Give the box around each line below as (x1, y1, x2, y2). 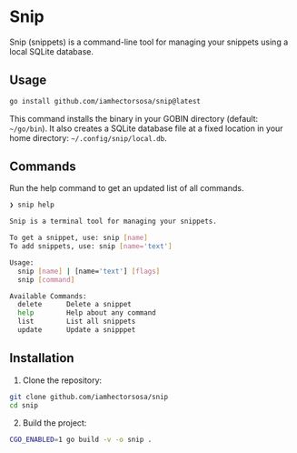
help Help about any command (17, 308, 156, 317)
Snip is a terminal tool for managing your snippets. (9, 216, 218, 226)
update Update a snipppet (17, 326, 136, 335)
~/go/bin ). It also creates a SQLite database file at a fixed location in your (9, 123, 283, 134)
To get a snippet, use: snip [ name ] (9, 234, 148, 243)
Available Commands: (9, 291, 88, 301)
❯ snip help (9, 200, 54, 210)
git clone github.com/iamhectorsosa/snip (9, 392, 169, 401)
